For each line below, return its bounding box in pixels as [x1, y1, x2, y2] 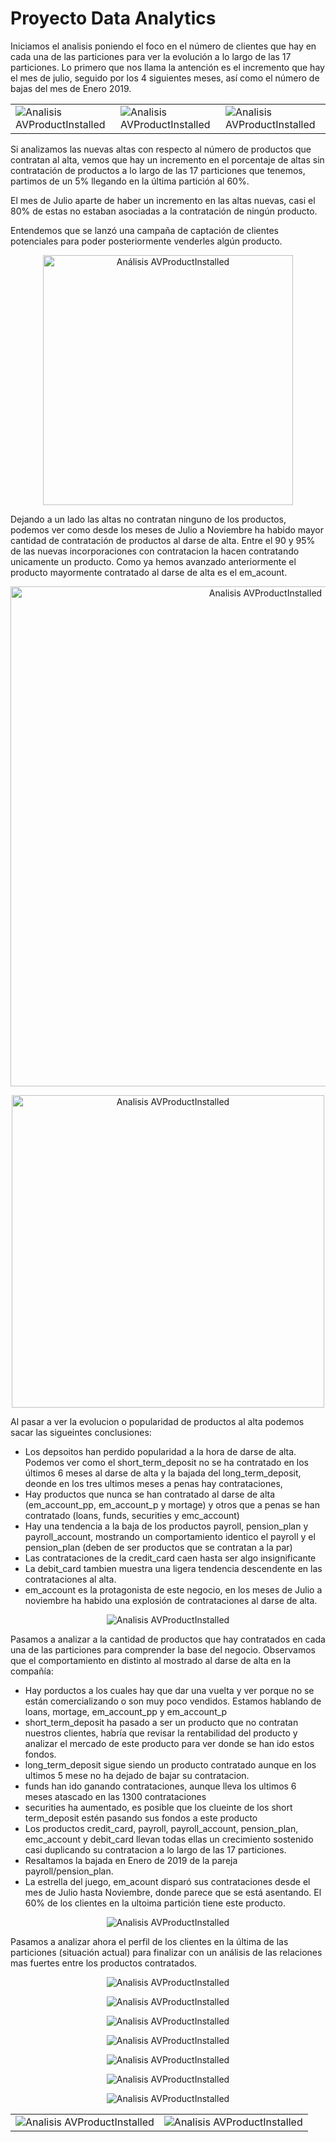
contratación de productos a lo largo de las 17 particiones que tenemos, [10, 164, 306, 176]
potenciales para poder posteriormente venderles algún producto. [10, 235, 283, 247]
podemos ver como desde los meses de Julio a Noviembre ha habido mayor [10, 523, 325, 536]
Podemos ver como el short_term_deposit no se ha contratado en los [24, 1456, 309, 1468]
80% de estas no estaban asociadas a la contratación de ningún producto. [10, 205, 318, 217]
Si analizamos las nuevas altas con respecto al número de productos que [10, 143, 312, 155]
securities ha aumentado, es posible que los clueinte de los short [24, 1801, 293, 1813]
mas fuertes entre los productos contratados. [10, 1957, 198, 1969]
